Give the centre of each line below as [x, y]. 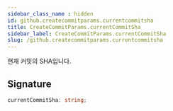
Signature [29, 84]
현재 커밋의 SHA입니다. [39, 62]
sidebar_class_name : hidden [50, 14]
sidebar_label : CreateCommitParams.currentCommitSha [87, 34]
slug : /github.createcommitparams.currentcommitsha [85, 40]
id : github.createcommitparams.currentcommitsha [80, 21]
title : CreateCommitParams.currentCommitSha [74, 27]
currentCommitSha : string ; [47, 100]
